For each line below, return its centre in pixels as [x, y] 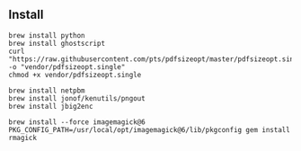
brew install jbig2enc [51, 106]
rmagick [23, 138]
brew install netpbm [47, 90]
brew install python [47, 35]
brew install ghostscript [57, 43]
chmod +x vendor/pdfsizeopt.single [75, 75]
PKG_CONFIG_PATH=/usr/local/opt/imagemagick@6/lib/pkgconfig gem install [150, 129]
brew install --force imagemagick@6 [77, 122]
